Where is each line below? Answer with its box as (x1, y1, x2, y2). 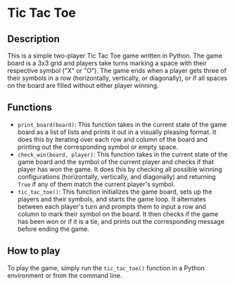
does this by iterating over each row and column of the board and (17, 135, 208, 143)
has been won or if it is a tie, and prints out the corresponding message (17, 217, 225, 225)
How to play (7, 245, 61, 257)
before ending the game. (17, 225, 89, 233)
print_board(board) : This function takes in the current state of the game (17, 120, 227, 128)
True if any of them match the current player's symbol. (17, 180, 175, 188)
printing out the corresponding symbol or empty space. (17, 142, 179, 151)
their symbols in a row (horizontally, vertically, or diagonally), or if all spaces (7, 74, 227, 82)
